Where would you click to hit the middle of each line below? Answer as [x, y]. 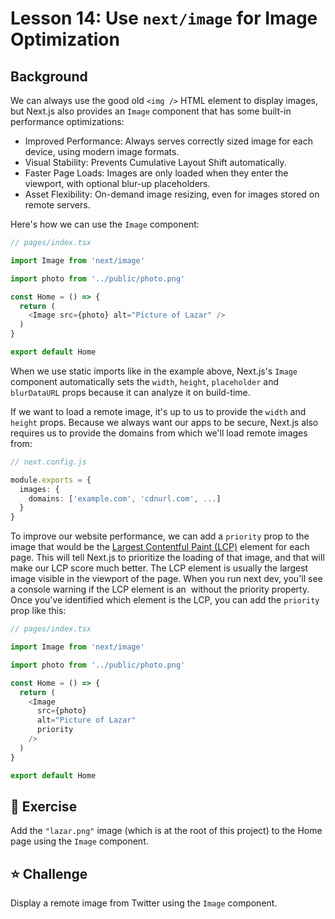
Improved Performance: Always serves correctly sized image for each [168, 141]
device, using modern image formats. [102, 151]
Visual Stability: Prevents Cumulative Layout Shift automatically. [155, 162]
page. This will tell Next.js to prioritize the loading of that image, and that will [167, 558]
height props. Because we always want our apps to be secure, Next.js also [164, 422]
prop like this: [38, 611]
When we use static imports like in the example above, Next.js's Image [154, 371]
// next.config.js [48, 462]
